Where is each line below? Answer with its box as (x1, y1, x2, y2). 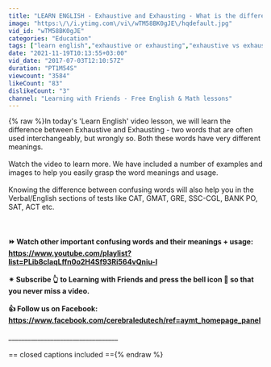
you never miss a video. (8, 286, 90, 296)
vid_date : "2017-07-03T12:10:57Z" (8, 57, 125, 65)
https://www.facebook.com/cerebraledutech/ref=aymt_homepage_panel (8, 315, 261, 325)
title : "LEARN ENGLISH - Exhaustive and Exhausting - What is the (8, 11, 236, 20)
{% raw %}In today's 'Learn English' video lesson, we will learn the (8, 116, 231, 126)
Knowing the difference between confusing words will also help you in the (8, 185, 254, 194)
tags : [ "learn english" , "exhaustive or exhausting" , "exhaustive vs (8, 42, 240, 50)
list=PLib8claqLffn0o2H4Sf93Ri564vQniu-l (8, 257, 158, 267)
